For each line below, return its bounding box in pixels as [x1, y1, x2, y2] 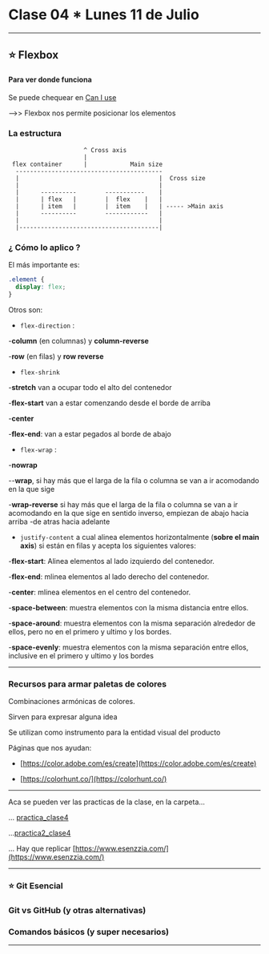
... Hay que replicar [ [8, 843, 76, 854]
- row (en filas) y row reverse [8, 351, 104, 361]
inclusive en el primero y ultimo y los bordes [8, 650, 155, 660]
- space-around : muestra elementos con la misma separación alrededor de [8, 618, 256, 628]
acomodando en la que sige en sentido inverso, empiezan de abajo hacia [8, 508, 250, 517]
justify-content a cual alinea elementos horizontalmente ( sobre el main [19, 532, 260, 541]
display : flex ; [15, 283, 66, 291]
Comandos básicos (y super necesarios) [8, 926, 170, 937]
